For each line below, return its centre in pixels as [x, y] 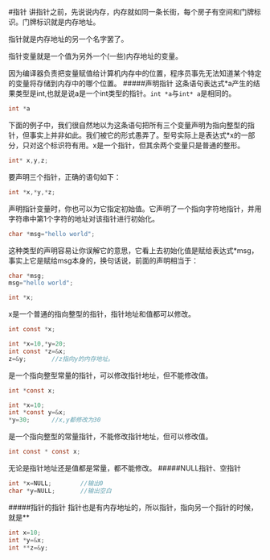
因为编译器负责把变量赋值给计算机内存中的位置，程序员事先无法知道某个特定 [135, 73]
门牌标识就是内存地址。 [61, 22]
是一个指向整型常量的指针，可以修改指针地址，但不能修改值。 [110, 375]
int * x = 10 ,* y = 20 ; [37, 344]
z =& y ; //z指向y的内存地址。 [61, 359]
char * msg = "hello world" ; [51, 234]
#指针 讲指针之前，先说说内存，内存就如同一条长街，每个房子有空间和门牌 [131, 12]
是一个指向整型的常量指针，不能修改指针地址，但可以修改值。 [110, 437]
